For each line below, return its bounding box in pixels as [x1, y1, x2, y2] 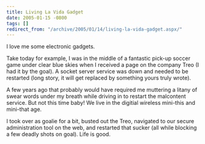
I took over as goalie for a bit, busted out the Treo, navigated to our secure [6, 118, 195, 125]
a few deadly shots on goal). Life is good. [6, 131, 111, 138]
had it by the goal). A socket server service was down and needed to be [6, 68, 188, 75]
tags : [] [6, 20, 29, 26]
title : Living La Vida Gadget [6, 9, 84, 15]
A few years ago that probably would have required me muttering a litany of [6, 86, 198, 94]
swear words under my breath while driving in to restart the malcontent [6, 93, 186, 100]
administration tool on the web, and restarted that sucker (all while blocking [6, 124, 198, 132]
